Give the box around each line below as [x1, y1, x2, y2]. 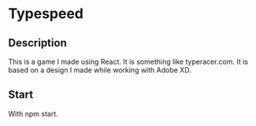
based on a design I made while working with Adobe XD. [8, 65, 191, 75]
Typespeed [8, 5, 84, 23]
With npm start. [8, 109, 59, 118]
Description [8, 36, 67, 50]
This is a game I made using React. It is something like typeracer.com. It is [8, 57, 248, 66]
